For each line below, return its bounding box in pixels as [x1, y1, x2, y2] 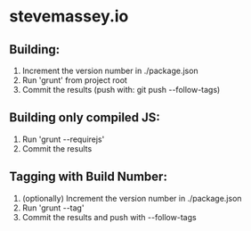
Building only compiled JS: [9, 110, 160, 126]
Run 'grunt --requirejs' [21, 134, 105, 144]
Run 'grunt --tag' [21, 202, 85, 213]
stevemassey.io [9, 6, 129, 27]
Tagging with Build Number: [9, 169, 167, 185]
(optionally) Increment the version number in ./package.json [21, 193, 242, 203]
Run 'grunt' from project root [21, 75, 127, 86]
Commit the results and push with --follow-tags [21, 211, 198, 222]
